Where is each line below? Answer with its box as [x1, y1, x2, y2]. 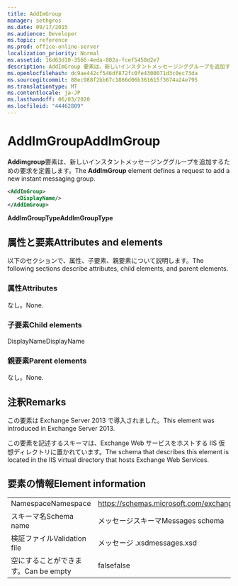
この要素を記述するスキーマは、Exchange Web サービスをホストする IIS [7, 439, 217, 447]
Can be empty [24, 566, 72, 576]
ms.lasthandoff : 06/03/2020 [7, 96, 91, 103]
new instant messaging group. [7, 174, 96, 183]
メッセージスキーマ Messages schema [98, 515, 225, 525]
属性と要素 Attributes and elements [7, 236, 163, 248]
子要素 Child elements [7, 320, 83, 330]
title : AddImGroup [7, 10, 62, 18]
